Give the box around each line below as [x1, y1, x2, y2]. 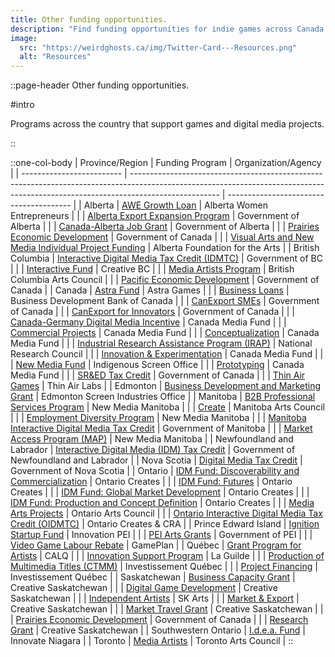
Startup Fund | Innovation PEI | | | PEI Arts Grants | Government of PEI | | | [10, 529, 313, 541]
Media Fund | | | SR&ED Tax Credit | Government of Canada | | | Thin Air [10, 369, 306, 381]
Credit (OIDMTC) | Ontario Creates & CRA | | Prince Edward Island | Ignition [10, 518, 320, 530]
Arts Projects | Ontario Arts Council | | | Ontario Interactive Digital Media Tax [10, 507, 323, 520]
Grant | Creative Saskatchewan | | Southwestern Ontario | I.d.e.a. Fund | [10, 624, 306, 636]
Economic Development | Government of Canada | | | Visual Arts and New [10, 231, 315, 243]
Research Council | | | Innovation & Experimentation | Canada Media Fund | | [10, 348, 324, 360]
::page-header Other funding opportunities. [10, 79, 190, 91]
